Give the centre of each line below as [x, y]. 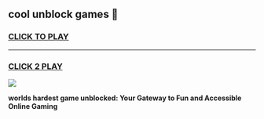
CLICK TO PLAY [38, 37]
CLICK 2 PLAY [35, 66]
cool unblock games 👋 [63, 14]
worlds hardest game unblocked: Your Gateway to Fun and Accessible [125, 98]
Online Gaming [33, 106]
